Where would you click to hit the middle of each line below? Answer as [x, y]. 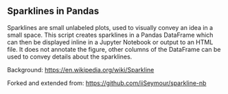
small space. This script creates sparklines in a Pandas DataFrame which [110, 35]
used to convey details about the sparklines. [70, 57]
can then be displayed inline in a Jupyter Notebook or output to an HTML [110, 42]
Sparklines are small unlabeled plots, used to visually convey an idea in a [110, 27]
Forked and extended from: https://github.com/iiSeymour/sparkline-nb [107, 83]
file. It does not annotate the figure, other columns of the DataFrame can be [114, 49]
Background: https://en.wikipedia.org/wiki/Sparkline [81, 69]
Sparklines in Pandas [53, 11]
